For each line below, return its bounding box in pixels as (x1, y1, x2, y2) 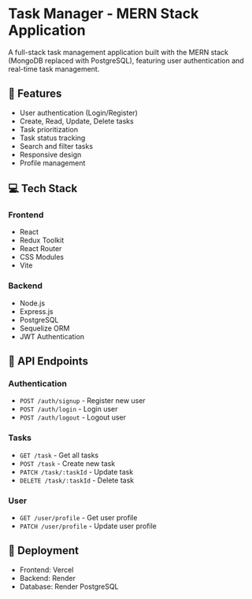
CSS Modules (19, 253, 65, 262)
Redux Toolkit (19, 235, 65, 245)
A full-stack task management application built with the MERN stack (8, 47, 228, 57)
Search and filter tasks (19, 141, 93, 150)
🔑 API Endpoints (8, 355, 89, 368)
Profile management (19, 158, 86, 168)
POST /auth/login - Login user (19, 405, 118, 414)
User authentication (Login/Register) (19, 108, 138, 117)
